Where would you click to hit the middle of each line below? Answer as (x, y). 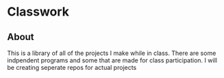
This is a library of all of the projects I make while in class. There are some (112, 53)
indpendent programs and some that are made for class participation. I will (112, 60)
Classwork (38, 12)
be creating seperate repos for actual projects (72, 67)
